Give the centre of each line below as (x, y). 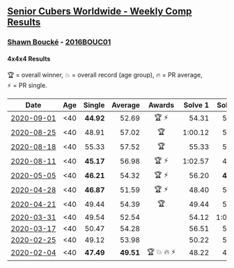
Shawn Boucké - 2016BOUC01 (59, 42)
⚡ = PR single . (27, 85)
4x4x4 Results (29, 58)
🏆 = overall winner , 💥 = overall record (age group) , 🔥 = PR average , (105, 74)
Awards (162, 105)
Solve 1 (196, 105)
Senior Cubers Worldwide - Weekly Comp (100, 11)
